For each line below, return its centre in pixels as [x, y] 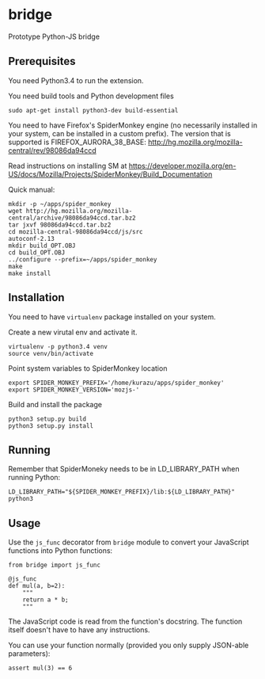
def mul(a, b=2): [37, 586]
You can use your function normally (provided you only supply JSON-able [129, 645]
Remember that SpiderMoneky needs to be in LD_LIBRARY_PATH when [124, 469]
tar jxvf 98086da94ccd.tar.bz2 [60, 225]
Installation [36, 298]
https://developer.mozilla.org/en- [182, 166]
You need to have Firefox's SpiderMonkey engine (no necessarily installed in [133, 125]
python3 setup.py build [47, 419]
